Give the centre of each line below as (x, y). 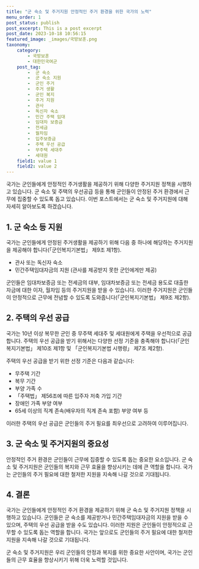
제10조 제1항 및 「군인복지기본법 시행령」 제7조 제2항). (100, 348)
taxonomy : (18, 45)
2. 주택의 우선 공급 (38, 318)
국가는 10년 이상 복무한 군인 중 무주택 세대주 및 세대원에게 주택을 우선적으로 (94, 333)
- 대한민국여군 (42, 61)
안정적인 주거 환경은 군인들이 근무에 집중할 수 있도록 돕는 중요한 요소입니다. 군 (97, 459)
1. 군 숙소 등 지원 (34, 227)
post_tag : (29, 67)
